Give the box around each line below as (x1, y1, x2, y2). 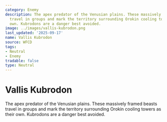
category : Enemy (5, 7, 39, 12)
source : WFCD (5, 40, 32, 45)
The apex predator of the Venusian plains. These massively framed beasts (5, 101, 158, 107)
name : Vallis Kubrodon (5, 35, 52, 40)
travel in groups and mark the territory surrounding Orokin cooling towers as (5, 106, 162, 112)
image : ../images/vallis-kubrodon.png (5, 26, 85, 31)
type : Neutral (5, 63, 35, 68)
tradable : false (5, 58, 39, 63)
